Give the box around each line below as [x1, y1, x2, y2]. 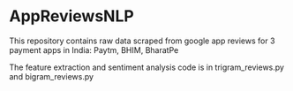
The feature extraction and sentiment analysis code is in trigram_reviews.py [9, 62, 285, 72]
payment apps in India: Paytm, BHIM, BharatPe [9, 44, 179, 55]
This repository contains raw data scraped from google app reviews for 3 [9, 35, 275, 46]
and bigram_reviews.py [9, 71, 94, 81]
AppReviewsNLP [9, 6, 134, 27]
